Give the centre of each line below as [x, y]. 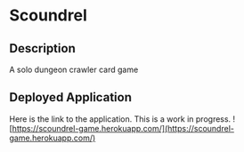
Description [42, 48]
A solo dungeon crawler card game [74, 69]
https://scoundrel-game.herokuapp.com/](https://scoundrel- [123, 128]
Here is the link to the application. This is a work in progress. [120, 119]
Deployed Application [70, 97]
